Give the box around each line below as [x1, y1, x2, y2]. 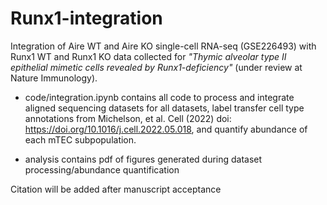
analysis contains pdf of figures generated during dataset [24, 153, 263, 165]
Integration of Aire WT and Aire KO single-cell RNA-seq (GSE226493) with [10, 40, 317, 52]
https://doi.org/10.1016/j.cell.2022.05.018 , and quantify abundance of [24, 123, 308, 135]
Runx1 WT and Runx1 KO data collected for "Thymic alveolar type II [10, 50, 287, 62]
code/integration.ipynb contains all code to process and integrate [24, 91, 295, 103]
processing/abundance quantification [24, 163, 180, 176]
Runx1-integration [10, 7, 163, 30]
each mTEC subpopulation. [24, 133, 137, 146]
